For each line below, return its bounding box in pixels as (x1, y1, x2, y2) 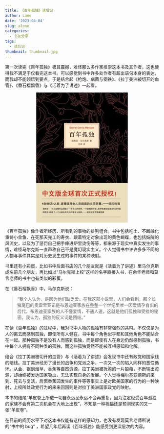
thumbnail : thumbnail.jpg (5, 49, 58, 54)
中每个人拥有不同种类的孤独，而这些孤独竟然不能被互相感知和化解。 (5, 343, 142, 349)
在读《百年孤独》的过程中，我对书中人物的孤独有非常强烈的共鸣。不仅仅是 (5, 325, 155, 331)
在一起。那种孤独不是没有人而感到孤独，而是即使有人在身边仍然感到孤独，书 (5, 337, 159, 343)
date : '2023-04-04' (5, 18, 45, 23)
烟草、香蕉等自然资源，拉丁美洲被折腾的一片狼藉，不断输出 (35, 365, 155, 372)
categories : (5, 28, 29, 34)
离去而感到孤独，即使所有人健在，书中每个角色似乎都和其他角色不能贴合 (13, 331, 159, 337)
